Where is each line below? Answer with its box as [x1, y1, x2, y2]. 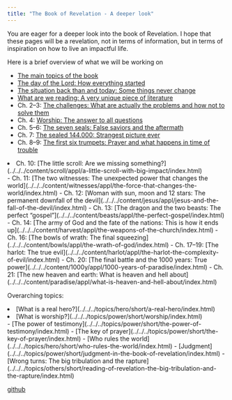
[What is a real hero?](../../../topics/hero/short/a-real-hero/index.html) [16, 304, 216, 313]
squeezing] [116, 233, 149, 242]
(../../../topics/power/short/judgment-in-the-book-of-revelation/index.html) [7, 349, 221, 357]
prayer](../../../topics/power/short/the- [109, 327, 219, 335]
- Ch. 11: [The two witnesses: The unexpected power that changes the [7, 174, 208, 182]
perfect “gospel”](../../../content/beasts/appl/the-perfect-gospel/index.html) [7, 211, 225, 219]
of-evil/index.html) [7, 255, 61, 264]
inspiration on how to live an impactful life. [7, 44, 129, 52]
